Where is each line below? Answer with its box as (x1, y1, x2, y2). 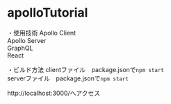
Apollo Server (7, 36, 47, 44)
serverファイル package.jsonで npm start (7, 74, 129, 83)
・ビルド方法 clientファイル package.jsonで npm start (7, 65, 165, 73)
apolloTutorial (7, 5, 88, 21)
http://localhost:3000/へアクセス (7, 89, 101, 97)
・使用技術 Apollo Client (7, 28, 76, 37)
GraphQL (7, 44, 33, 52)
